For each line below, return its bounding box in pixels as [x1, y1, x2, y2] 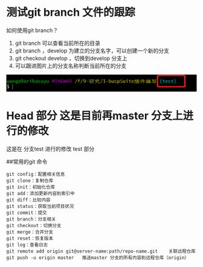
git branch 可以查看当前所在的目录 [14, 39, 101, 47]
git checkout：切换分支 [6, 222, 62, 228]
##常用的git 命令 [6, 158, 48, 165]
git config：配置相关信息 [6, 171, 65, 177]
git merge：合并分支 [6, 229, 53, 235]
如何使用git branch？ [6, 27, 59, 34]
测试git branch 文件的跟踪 [6, 5, 136, 19]
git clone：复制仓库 [6, 178, 53, 184]
